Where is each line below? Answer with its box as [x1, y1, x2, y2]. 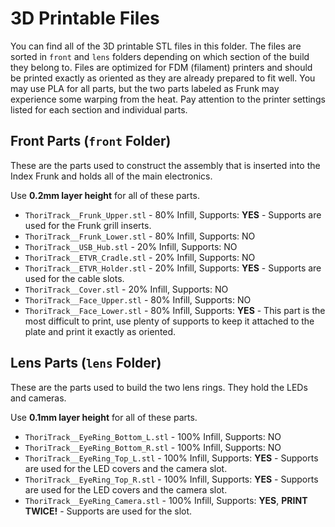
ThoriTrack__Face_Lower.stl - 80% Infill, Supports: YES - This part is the [24, 304, 326, 316]
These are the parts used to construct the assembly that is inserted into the [10, 159, 321, 171]
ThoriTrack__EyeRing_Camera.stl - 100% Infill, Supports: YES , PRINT [24, 494, 308, 506]
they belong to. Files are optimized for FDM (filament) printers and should [10, 61, 313, 73]
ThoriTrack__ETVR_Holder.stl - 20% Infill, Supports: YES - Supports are [24, 262, 322, 274]
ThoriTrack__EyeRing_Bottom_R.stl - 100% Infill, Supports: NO [24, 441, 282, 453]
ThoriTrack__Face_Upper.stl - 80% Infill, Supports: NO [24, 293, 252, 306]
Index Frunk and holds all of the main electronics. [10, 170, 213, 182]
